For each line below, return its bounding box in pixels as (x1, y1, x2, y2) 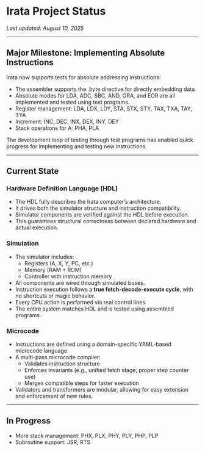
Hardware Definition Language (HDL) (6, 184, 118, 193)
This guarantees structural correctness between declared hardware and (15, 218, 196, 225)
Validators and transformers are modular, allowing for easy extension (15, 386, 189, 393)
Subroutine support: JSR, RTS (15, 438, 90, 446)
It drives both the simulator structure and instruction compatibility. (15, 204, 182, 212)
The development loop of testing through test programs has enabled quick (6, 136, 193, 143)
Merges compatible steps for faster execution (24, 379, 139, 387)
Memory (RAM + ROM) (24, 266, 82, 273)
